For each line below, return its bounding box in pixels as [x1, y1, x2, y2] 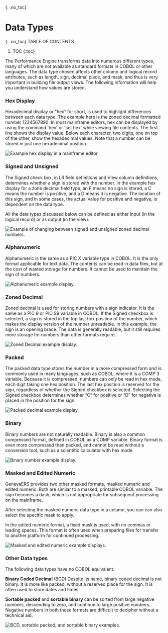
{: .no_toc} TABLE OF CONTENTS [5, 38, 74, 44]
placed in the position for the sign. [5, 397, 76, 404]
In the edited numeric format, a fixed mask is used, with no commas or [5, 522, 151, 528]
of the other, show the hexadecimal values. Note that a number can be [5, 135, 150, 141]
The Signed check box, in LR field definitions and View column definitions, [5, 174, 159, 180]
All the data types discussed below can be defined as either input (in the [5, 211, 155, 217]
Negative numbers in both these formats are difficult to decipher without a [5, 607, 158, 613]
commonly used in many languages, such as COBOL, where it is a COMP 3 [5, 371, 159, 377]
